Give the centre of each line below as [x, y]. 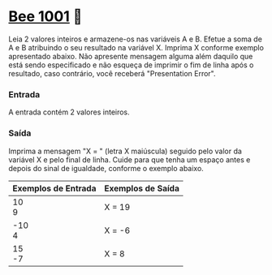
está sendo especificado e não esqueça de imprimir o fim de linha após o [131, 65]
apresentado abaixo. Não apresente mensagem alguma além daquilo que [131, 56]
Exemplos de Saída [142, 188]
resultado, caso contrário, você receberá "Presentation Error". [112, 73]
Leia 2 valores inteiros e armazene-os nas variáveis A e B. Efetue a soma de [135, 39]
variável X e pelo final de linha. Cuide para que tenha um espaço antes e [130, 159]
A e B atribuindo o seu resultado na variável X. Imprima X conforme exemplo [136, 47]
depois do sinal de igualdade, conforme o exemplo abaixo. [106, 168]
